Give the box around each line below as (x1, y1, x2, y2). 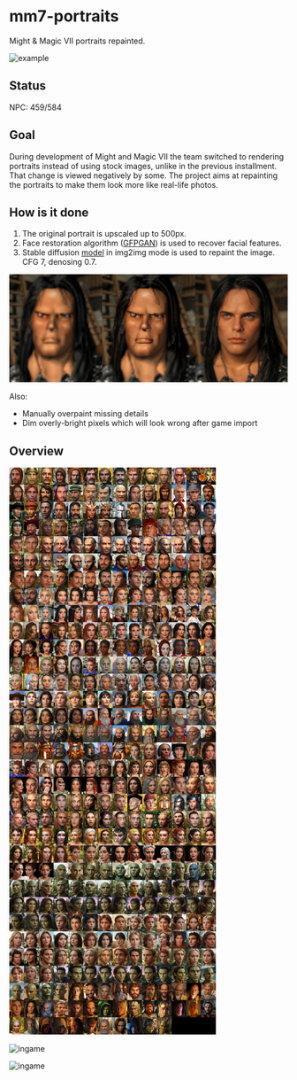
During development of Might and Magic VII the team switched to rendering (9, 151, 285, 161)
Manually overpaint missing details (21, 408, 148, 419)
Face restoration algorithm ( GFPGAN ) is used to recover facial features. (21, 237, 282, 249)
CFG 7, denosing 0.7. (21, 257, 97, 268)
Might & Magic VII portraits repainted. (9, 35, 146, 46)
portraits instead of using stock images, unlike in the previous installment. (9, 160, 278, 171)
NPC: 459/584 (9, 102, 62, 113)
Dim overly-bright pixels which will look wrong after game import (21, 418, 258, 429)
